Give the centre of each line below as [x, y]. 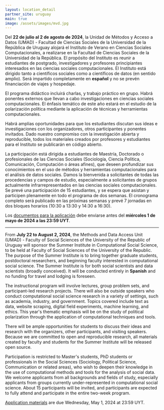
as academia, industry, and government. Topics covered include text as [77, 301]
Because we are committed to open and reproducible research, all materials [81, 337]
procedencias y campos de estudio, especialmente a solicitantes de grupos [81, 180]
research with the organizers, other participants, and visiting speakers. [76, 332]
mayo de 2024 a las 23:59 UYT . [38, 221]
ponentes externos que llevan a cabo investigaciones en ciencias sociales [79, 99]
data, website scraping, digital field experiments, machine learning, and [77, 307]
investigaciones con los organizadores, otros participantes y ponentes [76, 129]
